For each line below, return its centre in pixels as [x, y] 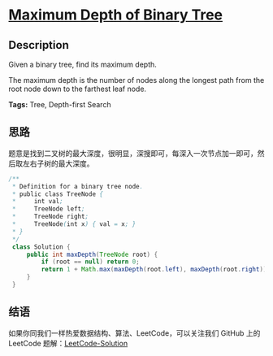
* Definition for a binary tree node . [78, 186]
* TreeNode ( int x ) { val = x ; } [74, 224]
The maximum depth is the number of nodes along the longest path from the [136, 80]
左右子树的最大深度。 [58, 163]
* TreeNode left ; [48, 209]
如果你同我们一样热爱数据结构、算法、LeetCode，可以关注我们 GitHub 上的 [134, 333]
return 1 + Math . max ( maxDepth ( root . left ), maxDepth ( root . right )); [156, 270]
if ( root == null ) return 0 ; [90, 262]
